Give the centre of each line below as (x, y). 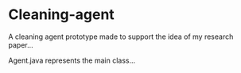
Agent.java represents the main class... (72, 60)
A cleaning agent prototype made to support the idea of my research (121, 36)
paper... (21, 44)
